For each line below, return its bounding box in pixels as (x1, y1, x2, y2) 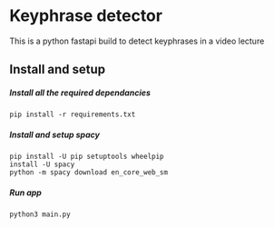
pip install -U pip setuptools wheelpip (9, 152, 165, 162)
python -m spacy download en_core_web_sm (9, 168, 169, 177)
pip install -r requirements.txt (9, 110, 136, 119)
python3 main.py (9, 210, 71, 219)
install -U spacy (9, 160, 75, 169)
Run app (9, 187, 43, 198)
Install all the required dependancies (9, 87, 152, 98)
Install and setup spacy (9, 129, 100, 140)
